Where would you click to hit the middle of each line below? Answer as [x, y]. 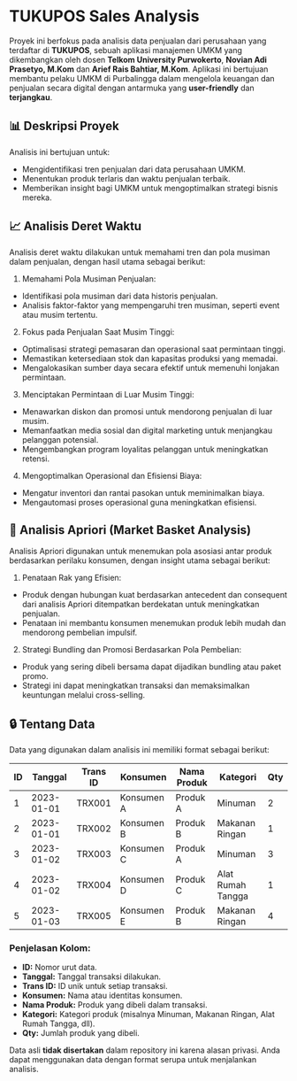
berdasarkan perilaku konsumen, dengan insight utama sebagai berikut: [140, 560]
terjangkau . [31, 97]
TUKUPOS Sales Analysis [104, 16]
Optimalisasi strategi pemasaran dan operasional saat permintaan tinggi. [153, 349]
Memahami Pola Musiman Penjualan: [89, 278]
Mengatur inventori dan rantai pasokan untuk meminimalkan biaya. [143, 492]
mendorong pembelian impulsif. [80, 633]
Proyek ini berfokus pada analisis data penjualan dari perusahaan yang [138, 41]
